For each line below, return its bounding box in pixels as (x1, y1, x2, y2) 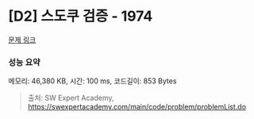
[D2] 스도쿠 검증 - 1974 (8, 7, 153, 25)
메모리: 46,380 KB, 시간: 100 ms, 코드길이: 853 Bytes (8, 76, 177, 86)
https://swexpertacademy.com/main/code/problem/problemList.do (27, 102, 247, 112)
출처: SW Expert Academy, (27, 93, 114, 103)
